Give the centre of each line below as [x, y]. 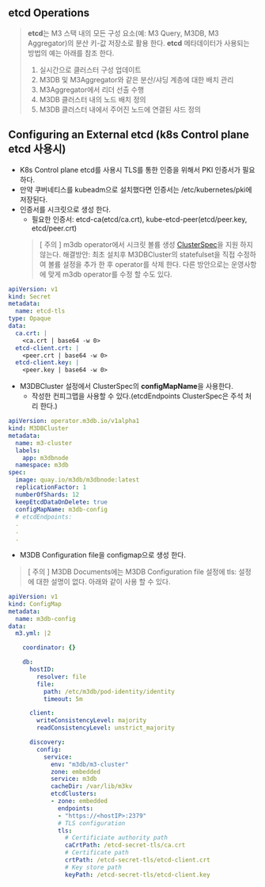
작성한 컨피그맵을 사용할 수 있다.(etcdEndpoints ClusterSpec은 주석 [137, 396]
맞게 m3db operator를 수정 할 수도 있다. [110, 274]
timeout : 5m [63, 699]
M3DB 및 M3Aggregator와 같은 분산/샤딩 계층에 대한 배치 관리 [136, 79]
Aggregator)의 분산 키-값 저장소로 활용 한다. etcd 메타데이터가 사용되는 [139, 43]
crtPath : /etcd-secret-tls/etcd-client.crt [138, 860]
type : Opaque [30, 319]
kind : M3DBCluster [38, 428]
